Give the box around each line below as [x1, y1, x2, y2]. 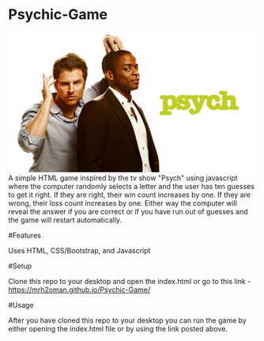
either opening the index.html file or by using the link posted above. [8, 324, 228, 334]
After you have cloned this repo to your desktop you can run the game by [8, 316, 247, 325]
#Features [8, 231, 42, 241]
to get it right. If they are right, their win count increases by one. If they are [8, 190, 251, 199]
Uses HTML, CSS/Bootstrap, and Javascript [8, 246, 151, 256]
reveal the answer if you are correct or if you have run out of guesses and [8, 207, 248, 217]
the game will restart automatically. [8, 215, 123, 225]
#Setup [8, 261, 32, 271]
